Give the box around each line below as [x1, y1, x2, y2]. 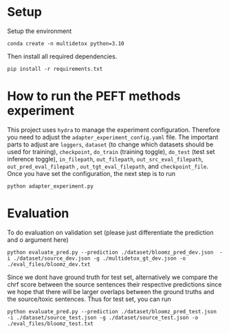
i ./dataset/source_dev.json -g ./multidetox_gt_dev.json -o [7, 255, 186, 262]
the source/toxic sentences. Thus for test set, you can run [7, 295, 172, 303]
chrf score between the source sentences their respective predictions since [7, 280, 222, 289]
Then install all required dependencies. [7, 52, 118, 60]
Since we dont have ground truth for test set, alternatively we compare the [7, 273, 218, 281]
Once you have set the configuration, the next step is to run [7, 169, 176, 177]
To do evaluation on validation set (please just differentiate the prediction [7, 228, 214, 236]
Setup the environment [7, 27, 72, 35]
